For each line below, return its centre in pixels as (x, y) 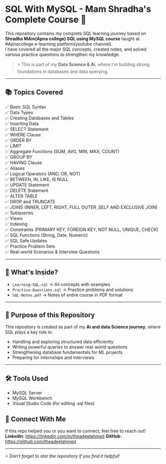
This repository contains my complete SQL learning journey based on (76, 33)
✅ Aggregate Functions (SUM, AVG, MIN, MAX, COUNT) (62, 151)
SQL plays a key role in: (29, 332)
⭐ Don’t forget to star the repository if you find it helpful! (62, 456)
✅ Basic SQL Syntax (26, 107)
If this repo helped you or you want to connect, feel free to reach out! (75, 431)
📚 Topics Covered (34, 92)
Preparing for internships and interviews (53, 357)
